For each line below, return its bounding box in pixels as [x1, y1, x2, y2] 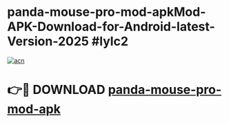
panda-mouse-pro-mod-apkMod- [7, 4, 206, 20]
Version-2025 [7, 34, 90, 49]
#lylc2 [91, 34, 129, 49]
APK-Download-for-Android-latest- [7, 19, 215, 35]
